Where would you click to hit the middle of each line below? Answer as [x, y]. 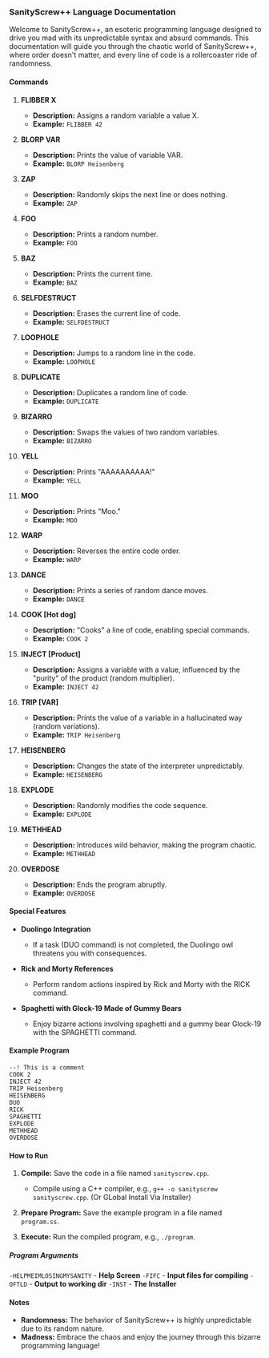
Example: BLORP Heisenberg [78, 164]
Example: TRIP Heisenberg [76, 734]
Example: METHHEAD [64, 853]
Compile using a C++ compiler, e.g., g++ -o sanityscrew [125, 1189]
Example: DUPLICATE [66, 401]
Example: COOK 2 [60, 638]
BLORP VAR [40, 139]
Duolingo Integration [56, 929]
